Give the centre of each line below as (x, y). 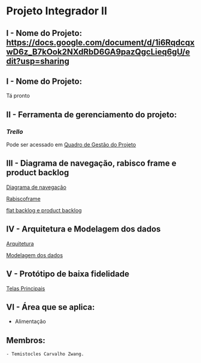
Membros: (26, 340)
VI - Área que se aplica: (51, 307)
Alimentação (30, 322)
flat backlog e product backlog (44, 210)
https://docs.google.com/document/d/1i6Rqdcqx (100, 42)
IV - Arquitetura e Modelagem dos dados (83, 229)
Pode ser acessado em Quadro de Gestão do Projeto (71, 145)
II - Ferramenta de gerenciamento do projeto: (92, 115)
